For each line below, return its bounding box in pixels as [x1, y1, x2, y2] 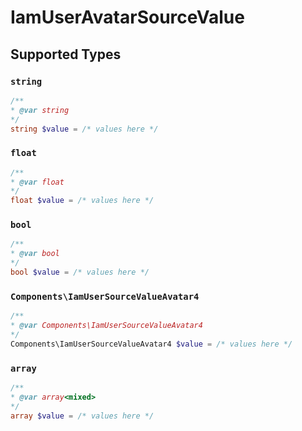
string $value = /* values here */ [10, 124, 159, 134]
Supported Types [10, 46, 122, 63]
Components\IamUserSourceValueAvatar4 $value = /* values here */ [10, 339, 293, 349]
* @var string [10, 105, 70, 115]
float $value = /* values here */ [10, 196, 155, 206]
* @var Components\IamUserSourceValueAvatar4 [10, 321, 203, 331]
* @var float [10, 177, 65, 187]
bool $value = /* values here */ [10, 267, 150, 278]
